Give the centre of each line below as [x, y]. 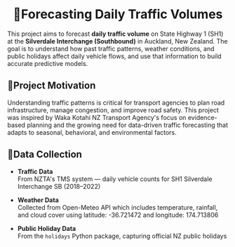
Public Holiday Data [47, 228]
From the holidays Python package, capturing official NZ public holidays [122, 236]
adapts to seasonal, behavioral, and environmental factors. [92, 132]
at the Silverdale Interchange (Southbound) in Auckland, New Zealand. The [117, 41]
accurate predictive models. [48, 63]
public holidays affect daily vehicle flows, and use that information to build [115, 56]
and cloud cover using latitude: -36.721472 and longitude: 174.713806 [118, 215]
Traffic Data [35, 171]
